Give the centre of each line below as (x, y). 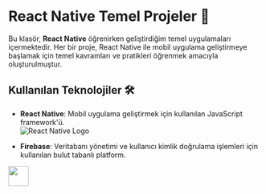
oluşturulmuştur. (35, 64)
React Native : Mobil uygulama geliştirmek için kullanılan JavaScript (131, 113)
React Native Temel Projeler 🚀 (109, 16)
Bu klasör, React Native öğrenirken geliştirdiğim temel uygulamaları (120, 38)
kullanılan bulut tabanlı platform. (73, 155)
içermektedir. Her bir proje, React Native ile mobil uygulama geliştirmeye (128, 46)
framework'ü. (42, 122)
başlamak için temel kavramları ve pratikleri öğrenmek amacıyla (113, 55)
